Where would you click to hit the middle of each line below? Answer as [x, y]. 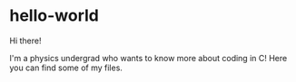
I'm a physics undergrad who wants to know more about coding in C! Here [148, 58]
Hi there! [25, 41]
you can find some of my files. [66, 68]
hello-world [54, 16]
